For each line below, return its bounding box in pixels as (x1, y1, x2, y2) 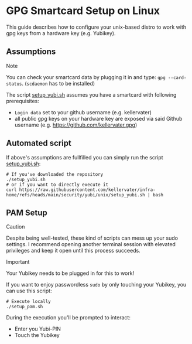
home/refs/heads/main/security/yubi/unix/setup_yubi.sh (6, 192, 145, 197)
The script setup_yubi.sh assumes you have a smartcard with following (6, 91, 177, 98)
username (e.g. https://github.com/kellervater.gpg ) (14, 121, 138, 128)
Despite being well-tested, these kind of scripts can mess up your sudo (6, 234, 179, 241)
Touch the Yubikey (14, 332, 60, 339)
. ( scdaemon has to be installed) (21, 80, 95, 87)
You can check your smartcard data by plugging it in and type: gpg (6, 73, 166, 80)
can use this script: (6, 287, 52, 294)
